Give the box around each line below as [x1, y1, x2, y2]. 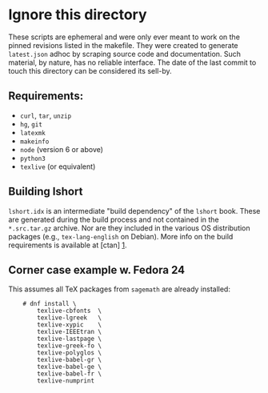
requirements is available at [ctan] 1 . [8, 240, 127, 250]
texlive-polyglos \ [37, 349, 102, 357]
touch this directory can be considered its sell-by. [8, 66, 172, 75]
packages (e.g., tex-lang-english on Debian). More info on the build [8, 231, 234, 241]
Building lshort [8, 185, 83, 199]
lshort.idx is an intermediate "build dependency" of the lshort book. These [8, 206, 261, 215]
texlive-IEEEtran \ [37, 328, 102, 336]
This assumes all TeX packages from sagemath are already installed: [8, 284, 230, 294]
